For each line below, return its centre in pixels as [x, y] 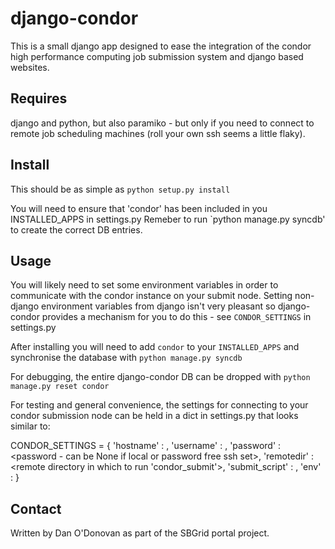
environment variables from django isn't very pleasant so [158, 306]
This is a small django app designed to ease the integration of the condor [161, 46]
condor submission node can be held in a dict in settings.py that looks [154, 416]
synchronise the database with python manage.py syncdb [126, 358]
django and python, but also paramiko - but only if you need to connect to [162, 123]
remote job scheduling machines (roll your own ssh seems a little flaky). [158, 133]
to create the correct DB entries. [76, 229]
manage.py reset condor [60, 387]
